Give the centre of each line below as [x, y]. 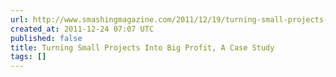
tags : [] [28, 57]
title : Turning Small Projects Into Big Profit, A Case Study [142, 47]
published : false [46, 38]
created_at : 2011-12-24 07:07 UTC [82, 29]
